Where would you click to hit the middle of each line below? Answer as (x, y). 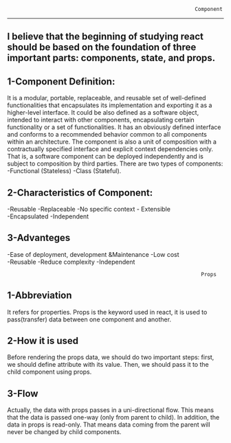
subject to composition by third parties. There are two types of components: (115, 163)
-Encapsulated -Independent (48, 216)
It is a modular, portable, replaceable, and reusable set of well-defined (107, 98)
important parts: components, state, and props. (111, 58)
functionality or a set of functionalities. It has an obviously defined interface (114, 127)
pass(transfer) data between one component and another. (89, 319)
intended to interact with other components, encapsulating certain (101, 120)
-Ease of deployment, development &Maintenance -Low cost (93, 254)
